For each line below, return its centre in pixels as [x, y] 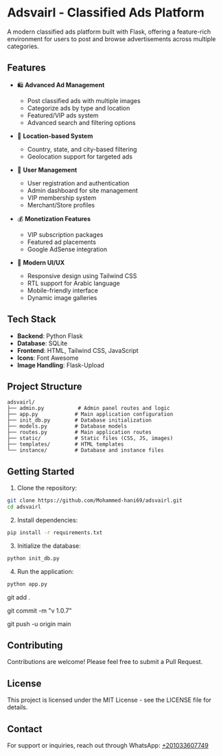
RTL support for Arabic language [73, 283]
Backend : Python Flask [50, 336]
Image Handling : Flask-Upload [61, 365]
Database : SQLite [42, 343]
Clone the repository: [47, 488]
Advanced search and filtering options [81, 122]
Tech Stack [32, 320]
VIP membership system [62, 198]
